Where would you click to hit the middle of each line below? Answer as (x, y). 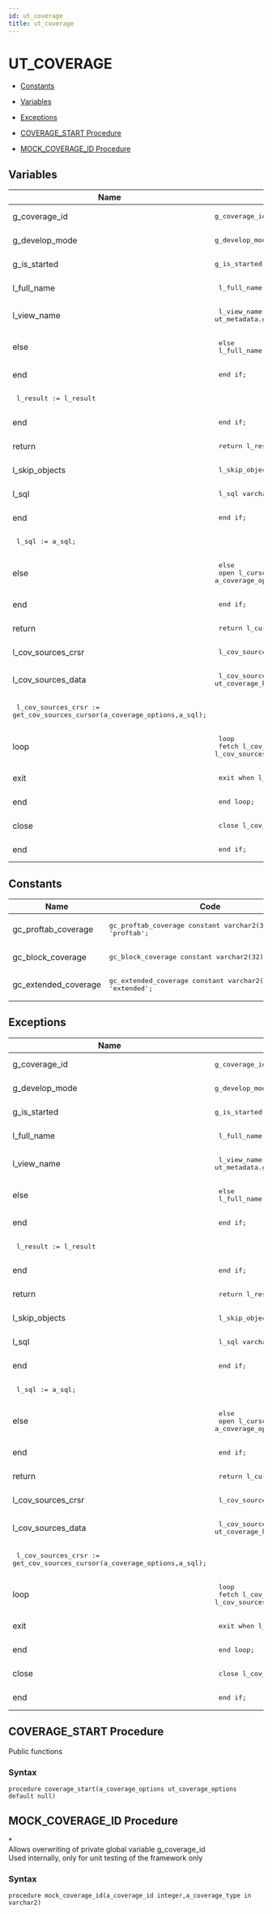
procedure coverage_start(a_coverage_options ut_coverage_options (123, 1789)
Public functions (36, 1751)
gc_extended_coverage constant (166, 981)
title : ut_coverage (41, 24)
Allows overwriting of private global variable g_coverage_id (107, 1849)
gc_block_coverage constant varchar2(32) (187, 957)
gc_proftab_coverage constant (165, 926)
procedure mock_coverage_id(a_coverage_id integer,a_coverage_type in (130, 1896)
